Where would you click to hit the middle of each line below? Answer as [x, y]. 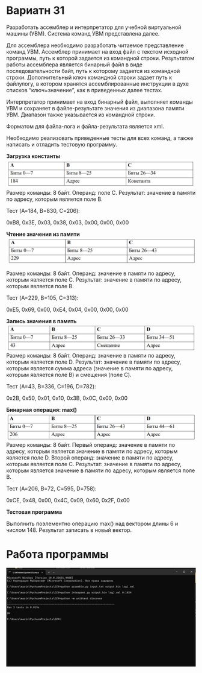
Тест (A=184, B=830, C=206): [43, 211]
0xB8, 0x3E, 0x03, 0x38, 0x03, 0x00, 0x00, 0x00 [68, 223]
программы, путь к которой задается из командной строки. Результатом [100, 58]
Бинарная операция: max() [41, 409]
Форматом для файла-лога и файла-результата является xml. [85, 126]
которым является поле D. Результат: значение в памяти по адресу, [94, 362]
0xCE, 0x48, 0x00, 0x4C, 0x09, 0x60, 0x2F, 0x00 [68, 500]
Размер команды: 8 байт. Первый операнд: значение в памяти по [91, 444]
